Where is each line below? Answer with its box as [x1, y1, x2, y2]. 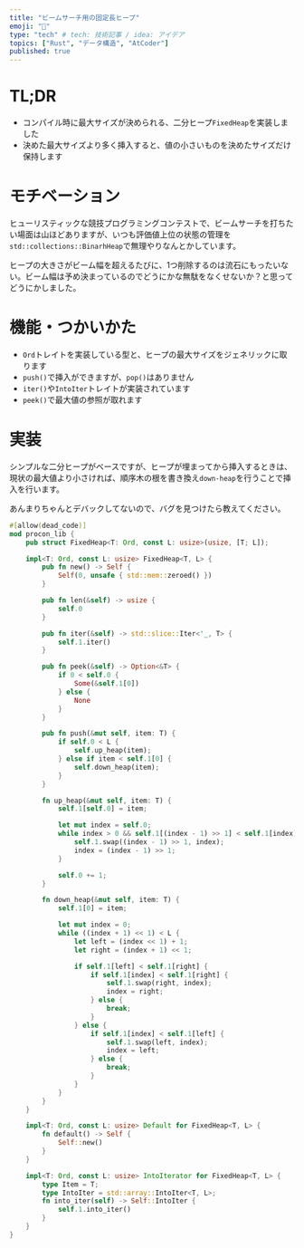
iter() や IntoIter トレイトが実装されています [22, 382, 191, 394]
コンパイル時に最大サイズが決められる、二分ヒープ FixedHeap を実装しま [22, 117, 289, 128]
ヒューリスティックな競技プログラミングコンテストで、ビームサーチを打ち [9, 218, 287, 228]
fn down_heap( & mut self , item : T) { [42, 896, 180, 905]
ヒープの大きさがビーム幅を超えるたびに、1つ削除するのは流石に [9, 260, 250, 270]
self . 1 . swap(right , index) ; [106, 979, 213, 988]
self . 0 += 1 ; [57, 870, 107, 879]
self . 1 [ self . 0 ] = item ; [57, 804, 147, 813]
